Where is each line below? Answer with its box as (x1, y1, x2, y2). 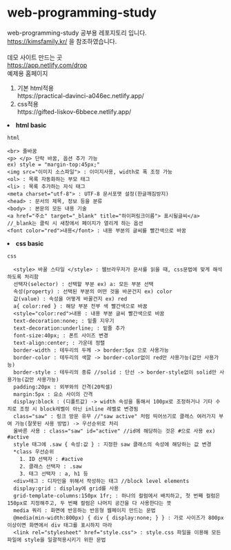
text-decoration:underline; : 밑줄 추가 (13, 325, 125, 332)
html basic (16, 121, 47, 129)
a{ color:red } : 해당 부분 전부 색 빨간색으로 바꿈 (13, 303, 148, 310)
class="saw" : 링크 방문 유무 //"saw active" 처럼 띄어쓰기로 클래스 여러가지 (13, 413, 216, 419)
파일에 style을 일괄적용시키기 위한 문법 (7, 536, 106, 543)
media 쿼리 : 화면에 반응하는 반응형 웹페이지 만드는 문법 (13, 506, 157, 514)
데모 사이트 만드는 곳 (7, 53, 63, 61)
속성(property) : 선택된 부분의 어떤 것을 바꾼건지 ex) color (13, 288, 172, 295)
